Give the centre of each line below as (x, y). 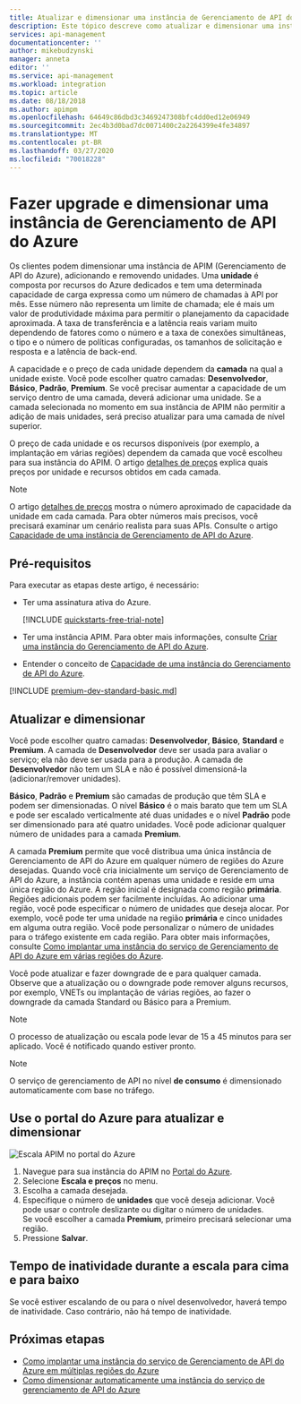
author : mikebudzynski (52, 51)
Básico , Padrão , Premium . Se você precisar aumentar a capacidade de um (148, 388)
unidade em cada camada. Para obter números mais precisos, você (133, 517)
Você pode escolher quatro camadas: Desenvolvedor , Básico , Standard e (147, 741)
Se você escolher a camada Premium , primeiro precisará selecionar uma (157, 1219)
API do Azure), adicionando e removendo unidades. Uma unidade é (134, 276)
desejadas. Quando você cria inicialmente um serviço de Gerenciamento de (149, 870)
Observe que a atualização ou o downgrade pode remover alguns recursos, (149, 983)
